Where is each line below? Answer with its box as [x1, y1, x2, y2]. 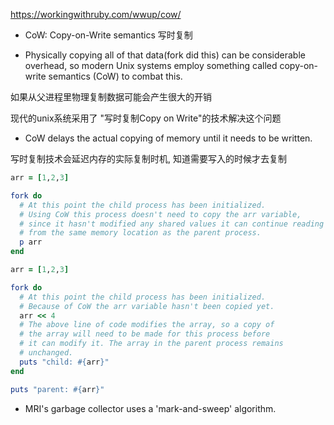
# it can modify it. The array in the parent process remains [19, 339, 284, 349]
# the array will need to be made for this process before [19, 329, 271, 339]
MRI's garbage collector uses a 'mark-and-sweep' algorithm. [24, 402, 277, 414]
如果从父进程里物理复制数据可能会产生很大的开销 [10, 91, 212, 103]
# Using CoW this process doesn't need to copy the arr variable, [19, 209, 302, 219]
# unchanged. [19, 348, 74, 358]
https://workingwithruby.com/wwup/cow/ [10, 9, 182, 20]
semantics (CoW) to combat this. [48, 70, 183, 82]
